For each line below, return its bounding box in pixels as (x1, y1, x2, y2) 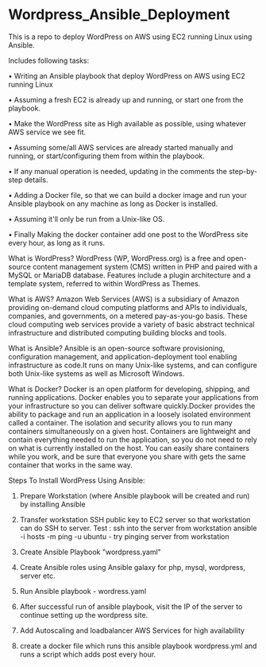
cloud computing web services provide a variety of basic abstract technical (8, 320, 256, 329)
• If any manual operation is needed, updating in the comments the (8, 166, 228, 176)
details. (24, 175, 48, 184)
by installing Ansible (19, 499, 86, 509)
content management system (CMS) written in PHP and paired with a (33, 262, 258, 271)
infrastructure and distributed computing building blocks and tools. (8, 328, 227, 337)
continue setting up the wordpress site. (19, 610, 148, 619)
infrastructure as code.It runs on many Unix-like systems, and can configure (8, 360, 258, 370)
